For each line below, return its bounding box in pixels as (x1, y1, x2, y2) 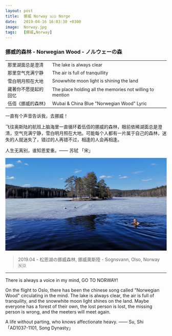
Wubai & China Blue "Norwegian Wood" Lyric (52, 100, 147, 106)
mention (52, 92, 70, 98)
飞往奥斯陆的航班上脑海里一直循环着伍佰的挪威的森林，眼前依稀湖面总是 (5, 123, 158, 130)
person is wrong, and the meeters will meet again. (5, 308, 111, 315)
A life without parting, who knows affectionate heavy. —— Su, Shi (5, 319, 144, 325)
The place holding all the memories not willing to (52, 86, 155, 92)
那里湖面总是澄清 (7, 62, 44, 68)
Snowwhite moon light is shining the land (52, 78, 138, 84)
